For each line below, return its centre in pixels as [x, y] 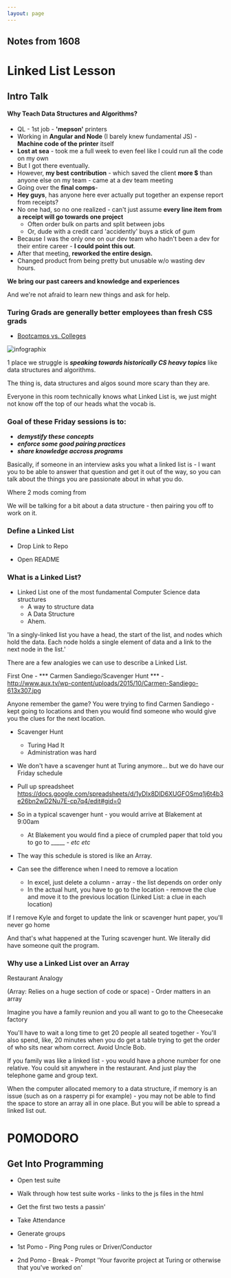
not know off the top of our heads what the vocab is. [81, 404]
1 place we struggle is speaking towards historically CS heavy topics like [112, 362]
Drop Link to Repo [43, 546]
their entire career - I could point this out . [76, 246]
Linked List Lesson [61, 71]
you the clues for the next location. [56, 718]
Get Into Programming [55, 1163]
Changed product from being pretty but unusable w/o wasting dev [111, 260]
